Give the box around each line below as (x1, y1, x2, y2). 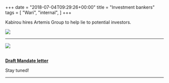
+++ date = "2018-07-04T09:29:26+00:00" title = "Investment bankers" (5, 4, 155, 10)
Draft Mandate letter (5, 57, 49, 63)
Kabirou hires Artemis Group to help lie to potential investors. (5, 19, 132, 25)
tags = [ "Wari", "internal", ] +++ (5, 9, 72, 15)
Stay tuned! (5, 67, 29, 73)
